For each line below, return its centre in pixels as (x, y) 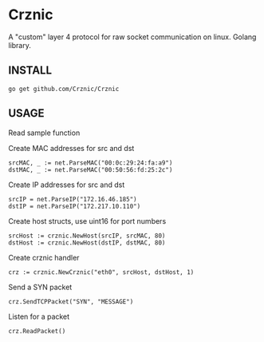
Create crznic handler (44, 257)
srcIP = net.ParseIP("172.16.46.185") (73, 199)
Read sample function (44, 133)
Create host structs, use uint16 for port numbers (87, 221)
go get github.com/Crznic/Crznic (64, 89)
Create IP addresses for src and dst (67, 185)
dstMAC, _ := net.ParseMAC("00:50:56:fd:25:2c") (91, 169)
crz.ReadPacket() (37, 331)
